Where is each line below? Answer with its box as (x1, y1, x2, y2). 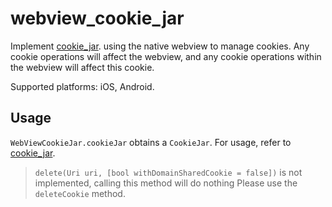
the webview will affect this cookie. (10, 61, 155, 73)
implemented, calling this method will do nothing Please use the (34, 177, 298, 189)
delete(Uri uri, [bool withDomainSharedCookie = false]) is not (34, 166, 303, 178)
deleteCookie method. (34, 187, 126, 199)
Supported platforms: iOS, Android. (10, 80, 155, 92)
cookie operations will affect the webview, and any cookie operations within (10, 50, 322, 62)
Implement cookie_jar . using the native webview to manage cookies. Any (10, 40, 310, 52)
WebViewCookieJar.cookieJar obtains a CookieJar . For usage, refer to (10, 136, 292, 148)
